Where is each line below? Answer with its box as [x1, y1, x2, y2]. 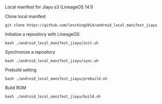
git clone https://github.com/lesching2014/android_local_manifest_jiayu [5, 23, 158, 28]
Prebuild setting [5, 67, 37, 73]
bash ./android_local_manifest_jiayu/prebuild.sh [5, 76, 108, 81]
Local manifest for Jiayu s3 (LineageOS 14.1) [5, 4, 94, 10]
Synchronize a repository [5, 49, 56, 55]
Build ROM [5, 85, 27, 90]
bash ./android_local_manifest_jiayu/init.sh [5, 41, 98, 45]
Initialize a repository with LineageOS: [5, 31, 81, 37]
